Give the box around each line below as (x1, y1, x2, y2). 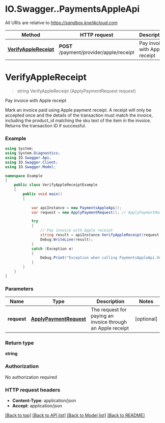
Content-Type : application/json (12, 397, 76, 403)
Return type (5, 339, 34, 346)
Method (21, 31, 40, 38)
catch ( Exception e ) (31, 246, 74, 251)
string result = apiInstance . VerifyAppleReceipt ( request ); (40, 233, 164, 238)
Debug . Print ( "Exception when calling (40, 255, 118, 260)
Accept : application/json (12, 402, 62, 409)
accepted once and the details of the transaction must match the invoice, (5, 112, 153, 118)
